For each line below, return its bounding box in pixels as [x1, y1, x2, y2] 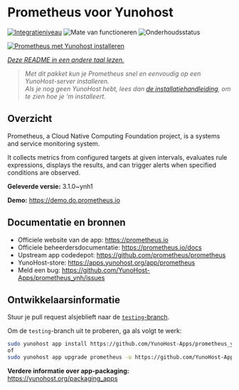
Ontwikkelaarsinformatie [7, 294, 121, 306]
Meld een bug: [17, 265, 60, 274]
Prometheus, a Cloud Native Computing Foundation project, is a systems [7, 131, 221, 140]
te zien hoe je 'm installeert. [24, 92, 107, 101]
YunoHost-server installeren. [24, 76, 110, 86]
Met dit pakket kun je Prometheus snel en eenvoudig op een [24, 69, 201, 78]
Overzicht [7, 113, 53, 125]
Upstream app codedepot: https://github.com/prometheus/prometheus [17, 250, 226, 259]
